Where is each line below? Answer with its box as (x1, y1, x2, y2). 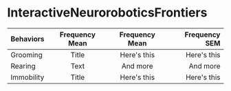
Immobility (10, 72, 45, 82)
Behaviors (10, 34, 45, 43)
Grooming (10, 50, 43, 59)
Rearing (10, 61, 36, 70)
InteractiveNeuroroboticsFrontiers (7, 5, 208, 21)
